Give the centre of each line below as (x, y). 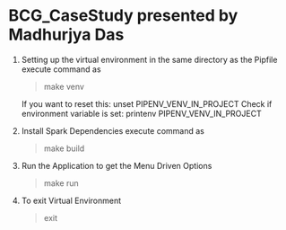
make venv (64, 86)
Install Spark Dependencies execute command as (113, 130)
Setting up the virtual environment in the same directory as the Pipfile (149, 59)
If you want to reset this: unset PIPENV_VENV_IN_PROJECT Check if (147, 103)
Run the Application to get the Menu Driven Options (117, 165)
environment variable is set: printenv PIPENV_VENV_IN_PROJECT (141, 113)
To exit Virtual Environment (71, 200)
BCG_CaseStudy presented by (123, 16)
